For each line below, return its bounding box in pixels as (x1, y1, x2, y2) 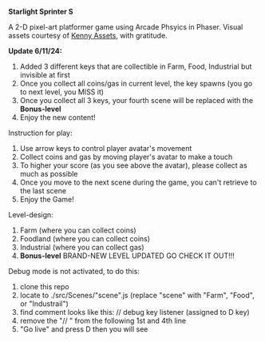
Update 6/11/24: (8, 46, 62, 55)
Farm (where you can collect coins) (19, 225, 137, 235)
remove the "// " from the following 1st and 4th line (19, 316, 186, 325)
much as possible (19, 169, 78, 178)
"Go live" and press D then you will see (19, 324, 148, 334)
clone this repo (19, 282, 69, 291)
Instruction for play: (8, 128, 73, 137)
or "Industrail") (19, 299, 69, 308)
